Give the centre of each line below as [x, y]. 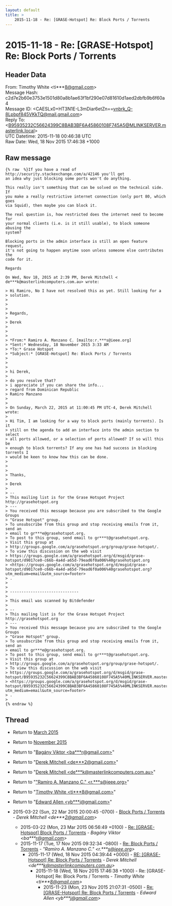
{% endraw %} [19, 704]
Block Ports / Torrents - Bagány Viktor [81, 833]
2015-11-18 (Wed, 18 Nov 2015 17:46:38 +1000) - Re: [91, 871]
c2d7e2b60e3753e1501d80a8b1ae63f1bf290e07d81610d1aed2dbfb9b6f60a [85, 98]
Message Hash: [22, 92]
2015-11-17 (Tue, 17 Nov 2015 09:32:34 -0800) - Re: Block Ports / [89, 843]
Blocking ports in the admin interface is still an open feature [76, 242]
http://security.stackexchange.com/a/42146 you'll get [65, 174]
